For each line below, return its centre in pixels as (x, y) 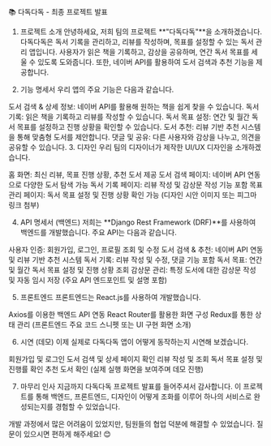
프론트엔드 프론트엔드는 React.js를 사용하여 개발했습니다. (110, 297)
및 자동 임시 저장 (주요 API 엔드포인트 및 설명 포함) (88, 280)
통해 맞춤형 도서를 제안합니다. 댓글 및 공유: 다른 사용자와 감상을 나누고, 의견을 (139, 137)
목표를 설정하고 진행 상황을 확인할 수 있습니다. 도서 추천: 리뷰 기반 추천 (128, 127)
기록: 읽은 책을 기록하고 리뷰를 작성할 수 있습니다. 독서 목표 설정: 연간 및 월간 (129, 117)
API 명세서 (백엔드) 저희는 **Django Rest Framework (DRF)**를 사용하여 (138, 222)
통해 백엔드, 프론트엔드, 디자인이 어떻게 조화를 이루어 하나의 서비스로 (144, 397)
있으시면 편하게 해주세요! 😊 (67, 434)
